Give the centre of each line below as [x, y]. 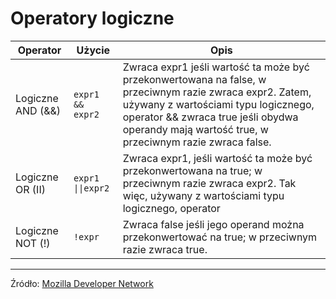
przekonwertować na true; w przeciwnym [220, 237]
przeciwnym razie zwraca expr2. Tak [209, 183]
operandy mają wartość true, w [195, 129]
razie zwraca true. [165, 249]
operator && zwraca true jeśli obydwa [210, 117]
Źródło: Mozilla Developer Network [82, 283]
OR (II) [30, 189]
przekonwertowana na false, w [194, 79]
